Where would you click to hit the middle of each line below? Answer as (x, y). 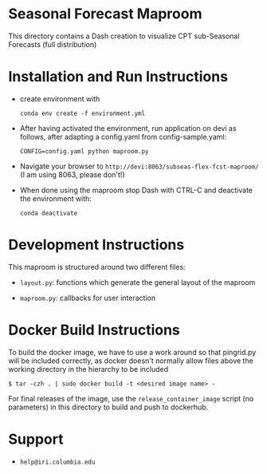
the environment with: (55, 198)
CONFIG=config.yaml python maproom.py (84, 151)
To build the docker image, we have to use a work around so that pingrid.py (132, 352)
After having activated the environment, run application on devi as (128, 128)
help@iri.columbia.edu (57, 462)
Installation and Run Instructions (118, 77)
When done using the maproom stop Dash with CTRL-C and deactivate (136, 190)
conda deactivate (49, 213)
